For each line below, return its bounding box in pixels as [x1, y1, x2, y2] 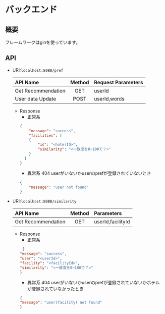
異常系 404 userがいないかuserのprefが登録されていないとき [27, 170, 151, 176]
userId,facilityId [94, 218, 130, 225]
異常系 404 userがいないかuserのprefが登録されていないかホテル [27, 279, 160, 285]
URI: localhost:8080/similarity [12, 198, 77, 204]
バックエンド [5, 4, 58, 15]
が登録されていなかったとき [27, 285, 84, 292]
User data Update [14, 95, 56, 102]
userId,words [94, 95, 125, 102]
